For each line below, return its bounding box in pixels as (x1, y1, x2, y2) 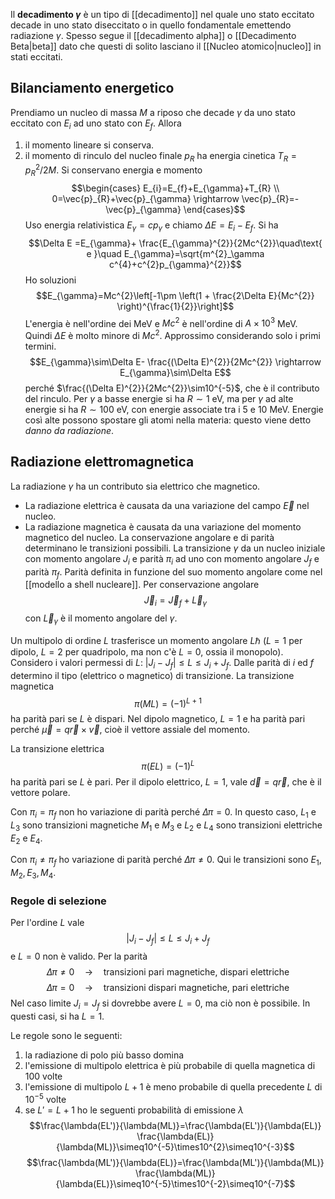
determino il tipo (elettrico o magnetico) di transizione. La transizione (10, 669, 295, 681)
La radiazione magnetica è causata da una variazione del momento (24, 520, 302, 533)
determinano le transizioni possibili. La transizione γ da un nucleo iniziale (24, 542, 326, 554)
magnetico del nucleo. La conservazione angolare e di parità (24, 531, 275, 543)
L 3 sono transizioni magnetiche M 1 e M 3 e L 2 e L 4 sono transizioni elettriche (10, 819, 323, 833)
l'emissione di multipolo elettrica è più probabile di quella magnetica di (24, 1059, 316, 1071)
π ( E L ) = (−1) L (141, 759, 195, 773)
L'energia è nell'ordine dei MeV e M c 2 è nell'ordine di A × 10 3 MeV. (24, 315, 298, 329)
